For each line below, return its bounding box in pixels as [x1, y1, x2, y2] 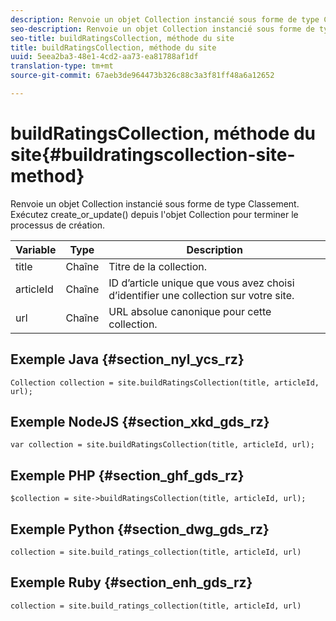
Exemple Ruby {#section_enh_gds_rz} [10, 574, 253, 591]
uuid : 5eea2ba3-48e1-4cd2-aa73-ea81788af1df [10, 52, 199, 62]
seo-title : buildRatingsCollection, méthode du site [10, 33, 235, 43]
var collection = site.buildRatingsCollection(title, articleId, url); [10, 440, 315, 450]
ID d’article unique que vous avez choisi [108, 276, 295, 290]
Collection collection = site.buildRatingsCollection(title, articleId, [10, 377, 320, 388]
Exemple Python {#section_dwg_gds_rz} [10, 521, 270, 538]
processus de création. [10, 219, 106, 231]
